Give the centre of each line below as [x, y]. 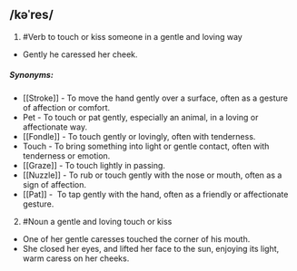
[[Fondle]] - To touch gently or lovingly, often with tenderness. [139, 136]
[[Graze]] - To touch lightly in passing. [94, 165]
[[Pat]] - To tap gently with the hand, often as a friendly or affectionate [155, 194]
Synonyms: [32, 75]
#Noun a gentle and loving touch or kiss [97, 221]
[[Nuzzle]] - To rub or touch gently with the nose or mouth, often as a [152, 175]
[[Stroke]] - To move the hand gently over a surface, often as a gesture [155, 98]
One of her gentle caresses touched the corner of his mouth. [136, 238]
